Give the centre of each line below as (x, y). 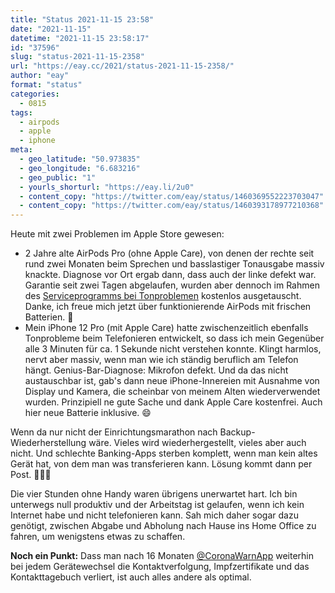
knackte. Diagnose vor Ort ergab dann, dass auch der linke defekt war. (170, 275)
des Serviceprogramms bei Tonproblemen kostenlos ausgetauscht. (163, 296)
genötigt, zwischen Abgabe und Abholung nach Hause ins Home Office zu (163, 526)
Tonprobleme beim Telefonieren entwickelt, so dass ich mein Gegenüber (174, 338)
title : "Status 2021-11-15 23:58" (82, 19)
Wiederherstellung (48, 443)
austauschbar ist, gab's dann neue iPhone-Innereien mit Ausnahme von (172, 381)
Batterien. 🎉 (49, 317)
